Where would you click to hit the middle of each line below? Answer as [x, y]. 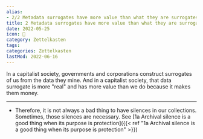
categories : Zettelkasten [39, 51]
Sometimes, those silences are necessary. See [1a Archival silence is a [103, 116]
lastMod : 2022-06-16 [32, 57]
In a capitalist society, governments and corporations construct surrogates [99, 73]
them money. [23, 93]
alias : [14, 12]
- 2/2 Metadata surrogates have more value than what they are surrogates [102, 17]
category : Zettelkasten [36, 40]
